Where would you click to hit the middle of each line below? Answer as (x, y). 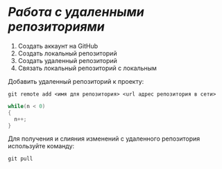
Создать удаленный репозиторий (67, 60)
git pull (20, 159)
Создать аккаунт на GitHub (58, 46)
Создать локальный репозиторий (67, 53)
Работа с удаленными (76, 12)
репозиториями (56, 27)
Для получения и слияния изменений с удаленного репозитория (104, 139)
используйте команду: (41, 146)
